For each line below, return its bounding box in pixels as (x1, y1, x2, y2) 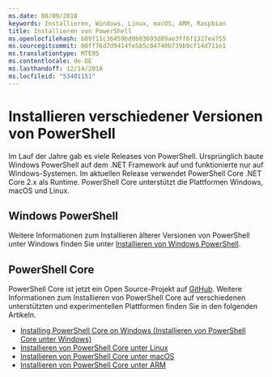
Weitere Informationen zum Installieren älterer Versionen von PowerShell (8, 230, 250, 240)
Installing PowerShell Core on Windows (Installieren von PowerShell (19, 326, 246, 336)
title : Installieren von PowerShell (8, 27, 132, 35)
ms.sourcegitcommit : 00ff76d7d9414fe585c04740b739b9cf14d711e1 (8, 42, 227, 50)
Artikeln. (8, 310, 36, 320)
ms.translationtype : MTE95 (8, 49, 100, 58)
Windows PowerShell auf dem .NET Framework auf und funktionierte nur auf (8, 160, 264, 169)
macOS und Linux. (8, 186, 70, 195)
